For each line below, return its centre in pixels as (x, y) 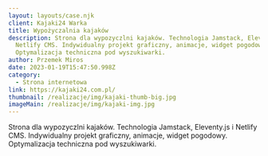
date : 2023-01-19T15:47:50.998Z (62, 68)
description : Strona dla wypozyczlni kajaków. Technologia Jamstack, (126, 38)
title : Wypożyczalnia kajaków (59, 30)
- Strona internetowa (51, 82)
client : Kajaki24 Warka (48, 23)
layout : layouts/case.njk (51, 16)
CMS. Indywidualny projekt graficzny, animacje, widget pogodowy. (118, 135)
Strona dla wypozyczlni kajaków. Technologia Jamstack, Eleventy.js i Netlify (133, 127)
